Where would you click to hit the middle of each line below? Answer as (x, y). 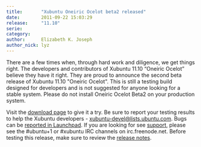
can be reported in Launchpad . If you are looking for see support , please (96, 125)
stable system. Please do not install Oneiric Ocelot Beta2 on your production (100, 94)
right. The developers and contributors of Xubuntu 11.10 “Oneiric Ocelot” (95, 68)
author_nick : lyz (28, 46)
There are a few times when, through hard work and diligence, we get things (100, 62)
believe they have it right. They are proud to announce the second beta (94, 75)
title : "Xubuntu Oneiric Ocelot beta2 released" (76, 12)
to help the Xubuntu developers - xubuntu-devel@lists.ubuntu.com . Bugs (97, 118)
